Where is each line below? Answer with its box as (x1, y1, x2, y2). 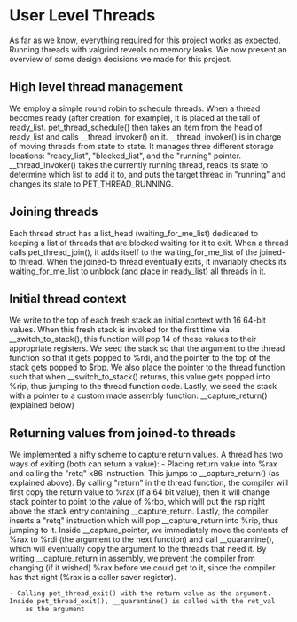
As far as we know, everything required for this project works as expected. (9, 35, 282, 45)
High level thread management (9, 79, 184, 94)
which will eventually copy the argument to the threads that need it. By (9, 544, 267, 554)
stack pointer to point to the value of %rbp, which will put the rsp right (9, 497, 266, 507)
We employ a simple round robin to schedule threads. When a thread (9, 103, 261, 114)
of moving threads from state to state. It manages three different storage (9, 140, 275, 151)
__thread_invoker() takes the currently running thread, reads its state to (9, 159, 269, 170)
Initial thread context (9, 291, 127, 307)
